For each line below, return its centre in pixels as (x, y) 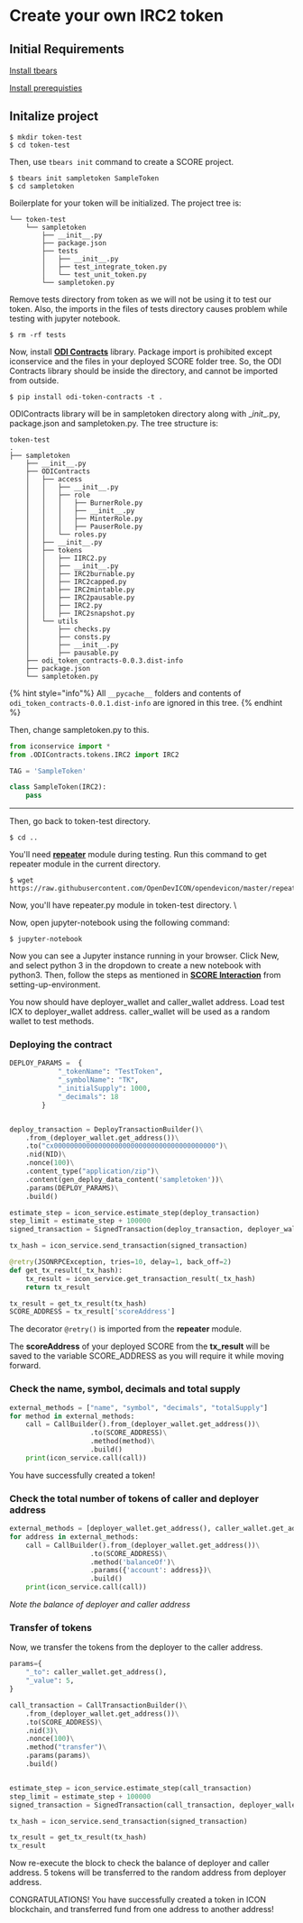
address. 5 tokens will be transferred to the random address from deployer (148, 1873)
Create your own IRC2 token (116, 16)
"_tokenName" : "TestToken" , (110, 1072)
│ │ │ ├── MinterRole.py (84, 518)
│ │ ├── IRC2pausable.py (80, 597)
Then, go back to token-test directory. (80, 821)
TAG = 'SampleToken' (48, 771)
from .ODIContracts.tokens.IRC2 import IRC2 (94, 755)
